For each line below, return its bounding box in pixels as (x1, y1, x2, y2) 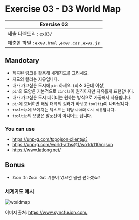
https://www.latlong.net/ (12, 147, 61, 153)
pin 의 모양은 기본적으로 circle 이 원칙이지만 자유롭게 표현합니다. (12, 88, 135, 94)
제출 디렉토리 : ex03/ (7, 30, 52, 37)
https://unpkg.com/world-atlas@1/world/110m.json (12, 142, 113, 148)
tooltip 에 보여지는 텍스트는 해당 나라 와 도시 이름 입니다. (12, 107, 116, 112)
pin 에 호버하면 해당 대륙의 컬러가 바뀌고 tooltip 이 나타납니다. (12, 100, 130, 106)
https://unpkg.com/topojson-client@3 (12, 136, 88, 142)
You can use (5, 125, 35, 132)
